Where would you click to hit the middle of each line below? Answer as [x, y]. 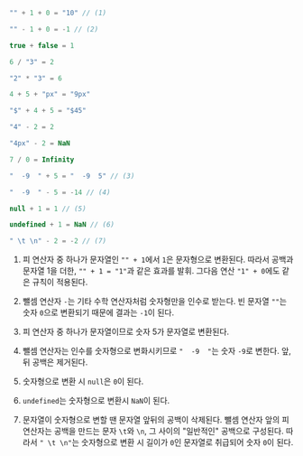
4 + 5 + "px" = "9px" [50, 95]
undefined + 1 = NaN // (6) [62, 225]
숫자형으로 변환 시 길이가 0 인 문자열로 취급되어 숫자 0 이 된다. [187, 442]
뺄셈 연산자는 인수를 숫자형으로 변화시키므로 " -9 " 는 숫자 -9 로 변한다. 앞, [156, 351]
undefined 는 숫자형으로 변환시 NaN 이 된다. [96, 401]
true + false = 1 [42, 45]
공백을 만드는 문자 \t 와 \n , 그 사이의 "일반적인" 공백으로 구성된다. [169, 431]
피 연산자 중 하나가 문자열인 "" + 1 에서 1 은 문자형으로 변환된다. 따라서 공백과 [158, 260]
